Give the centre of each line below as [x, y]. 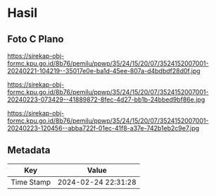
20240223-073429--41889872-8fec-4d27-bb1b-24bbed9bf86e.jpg [106, 99]
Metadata [29, 151]
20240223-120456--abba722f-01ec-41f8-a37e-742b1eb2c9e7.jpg [103, 128]
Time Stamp [31, 182]
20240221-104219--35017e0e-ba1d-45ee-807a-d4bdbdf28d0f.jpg [104, 71]
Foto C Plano [36, 39]
